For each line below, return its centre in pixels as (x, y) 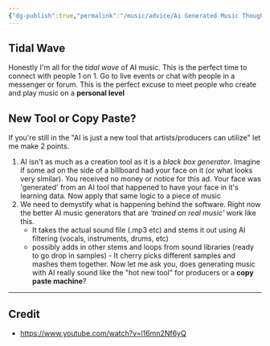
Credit (24, 314)
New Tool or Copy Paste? (72, 118)
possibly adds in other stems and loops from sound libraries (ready (143, 247)
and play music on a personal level (67, 93)
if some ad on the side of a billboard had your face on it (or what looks (136, 170)
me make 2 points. (39, 146)
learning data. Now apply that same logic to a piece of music (120, 196)
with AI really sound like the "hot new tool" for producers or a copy (143, 273)
